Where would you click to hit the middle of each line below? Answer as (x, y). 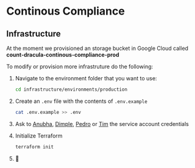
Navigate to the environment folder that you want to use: (86, 78)
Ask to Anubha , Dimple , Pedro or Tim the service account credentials (102, 124)
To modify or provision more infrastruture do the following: (80, 66)
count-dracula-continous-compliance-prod (63, 55)
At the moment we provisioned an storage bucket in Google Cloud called (97, 48)
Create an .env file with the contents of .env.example (81, 101)
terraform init (34, 147)
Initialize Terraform (39, 136)
